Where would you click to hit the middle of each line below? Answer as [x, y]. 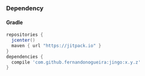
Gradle [15, 22]
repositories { [25, 35]
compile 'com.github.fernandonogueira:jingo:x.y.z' [76, 62]
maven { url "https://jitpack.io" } [56, 45]
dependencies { [25, 57]
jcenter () [23, 40]
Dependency [25, 8]
